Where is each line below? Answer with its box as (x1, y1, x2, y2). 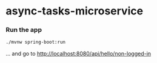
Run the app (5, 26, 42, 34)
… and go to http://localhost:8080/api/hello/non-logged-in (5, 50, 152, 58)
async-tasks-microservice (5, 4, 144, 18)
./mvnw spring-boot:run (5, 39, 66, 46)
